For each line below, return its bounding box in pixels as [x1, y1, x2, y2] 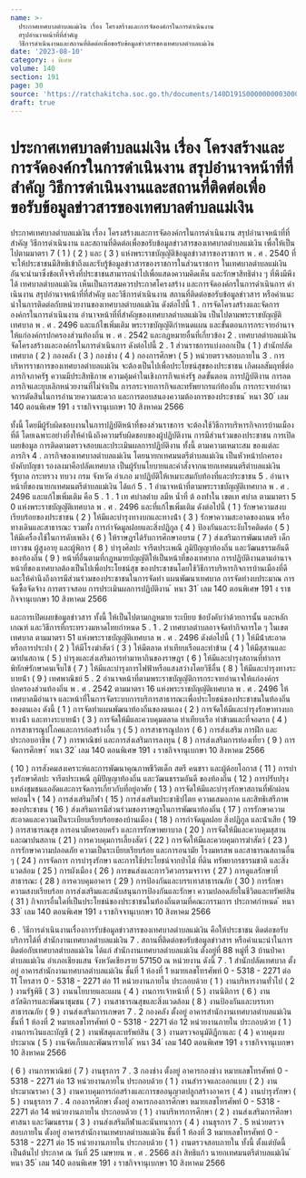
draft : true [10, 97, 55, 107]
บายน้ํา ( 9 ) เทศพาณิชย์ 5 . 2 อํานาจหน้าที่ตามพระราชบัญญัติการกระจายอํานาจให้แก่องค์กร [10, 673, 280, 684]
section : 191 [10, 73, 60, 82]
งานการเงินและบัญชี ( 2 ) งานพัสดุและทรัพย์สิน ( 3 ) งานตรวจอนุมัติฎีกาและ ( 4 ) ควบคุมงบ [10, 1027, 285, 1038]
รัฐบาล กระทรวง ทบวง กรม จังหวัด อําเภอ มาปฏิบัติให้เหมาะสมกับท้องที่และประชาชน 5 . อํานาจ [10, 470, 290, 482]
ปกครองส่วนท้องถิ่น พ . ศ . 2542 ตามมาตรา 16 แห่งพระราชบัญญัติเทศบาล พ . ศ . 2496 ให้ [10, 683, 289, 694]
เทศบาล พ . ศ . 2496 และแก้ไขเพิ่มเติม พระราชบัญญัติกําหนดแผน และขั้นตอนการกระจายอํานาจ [10, 319, 294, 330]
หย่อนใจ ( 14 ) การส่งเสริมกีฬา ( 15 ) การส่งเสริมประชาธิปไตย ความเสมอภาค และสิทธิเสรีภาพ [10, 793, 289, 805]
